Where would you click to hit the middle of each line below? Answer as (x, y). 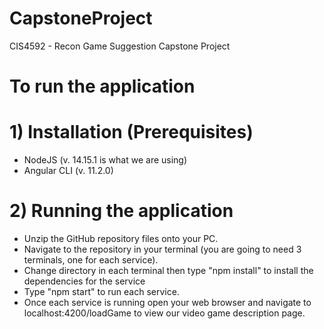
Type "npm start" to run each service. (101, 291)
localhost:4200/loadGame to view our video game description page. (164, 313)
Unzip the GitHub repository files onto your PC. (121, 238)
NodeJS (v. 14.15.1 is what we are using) (105, 160)
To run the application (102, 86)
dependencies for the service (84, 281)
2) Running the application (121, 211)
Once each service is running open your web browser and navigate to (167, 302)
